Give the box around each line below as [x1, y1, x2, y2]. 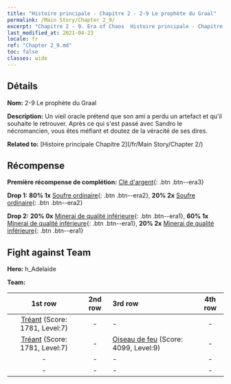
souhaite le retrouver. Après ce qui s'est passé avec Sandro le [7, 119, 183, 127]
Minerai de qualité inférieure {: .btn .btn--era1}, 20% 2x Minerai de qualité [7, 220, 214, 228]
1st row [31, 299, 57, 308]
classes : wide [7, 55, 48, 62]
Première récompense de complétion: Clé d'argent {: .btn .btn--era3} [7, 178, 204, 186]
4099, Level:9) [112, 343, 161, 353]
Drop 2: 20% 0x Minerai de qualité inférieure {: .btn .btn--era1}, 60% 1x [7, 212, 208, 220]
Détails [7, 81, 38, 92]
